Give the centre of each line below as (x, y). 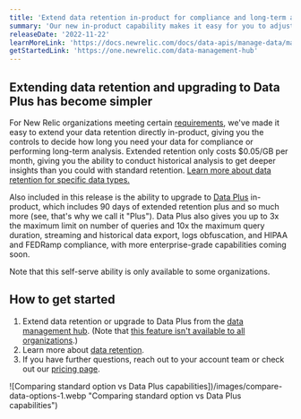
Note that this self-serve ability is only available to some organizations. (140, 271)
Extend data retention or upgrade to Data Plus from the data (133, 321)
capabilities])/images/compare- (224, 386)
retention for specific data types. (69, 179)
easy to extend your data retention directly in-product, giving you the (137, 132)
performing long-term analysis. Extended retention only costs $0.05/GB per (149, 151)
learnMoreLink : (38, 43)
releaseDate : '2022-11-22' (60, 34)
